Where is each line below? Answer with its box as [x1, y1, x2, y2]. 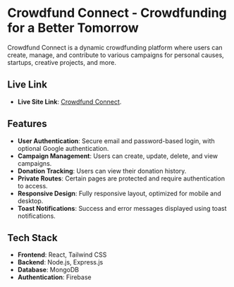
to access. [17, 181, 48, 190]
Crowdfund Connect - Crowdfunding [7, 5, 227, 21]
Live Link [7, 79, 48, 91]
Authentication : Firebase [17, 273, 92, 281]
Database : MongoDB [17, 266, 80, 274]
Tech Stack [7, 231, 58, 244]
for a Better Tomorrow [7, 20, 139, 36]
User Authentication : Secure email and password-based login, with [17, 136, 215, 145]
